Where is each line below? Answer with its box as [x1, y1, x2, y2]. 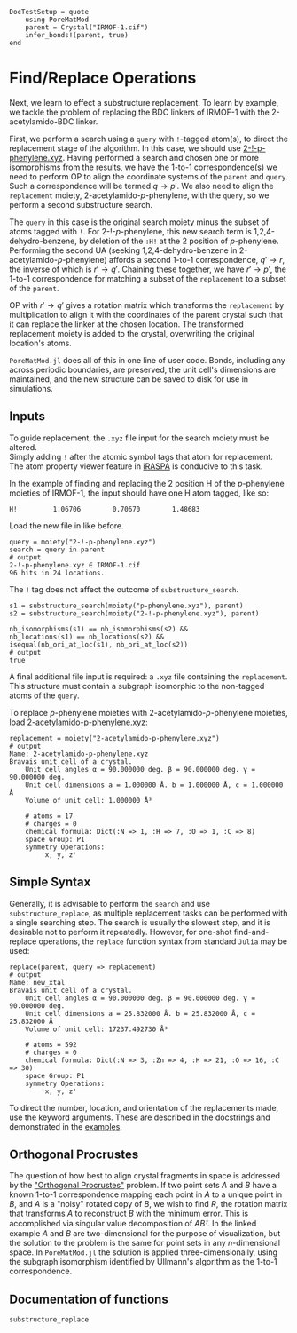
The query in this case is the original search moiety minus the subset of [9, 217, 270, 227]
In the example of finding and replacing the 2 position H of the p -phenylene [9, 478, 285, 488]
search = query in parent [9, 545, 105, 554]
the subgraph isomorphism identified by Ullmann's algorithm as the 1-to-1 [9, 1257, 277, 1267]
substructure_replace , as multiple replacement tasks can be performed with [9, 908, 288, 918]
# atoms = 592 [25, 1040, 77, 1049]
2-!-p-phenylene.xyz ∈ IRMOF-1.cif [9, 560, 141, 569]
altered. [9, 441, 37, 452]
